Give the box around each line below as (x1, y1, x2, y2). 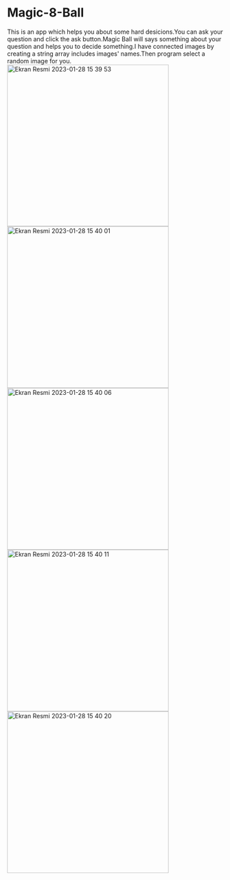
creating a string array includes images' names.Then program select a (7, 50, 206, 58)
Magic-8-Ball (7, 5, 84, 21)
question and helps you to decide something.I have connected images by (7, 42, 214, 50)
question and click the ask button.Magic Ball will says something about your (7, 34, 222, 43)
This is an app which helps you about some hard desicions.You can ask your (7, 28, 223, 36)
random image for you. (7, 56, 72, 65)
